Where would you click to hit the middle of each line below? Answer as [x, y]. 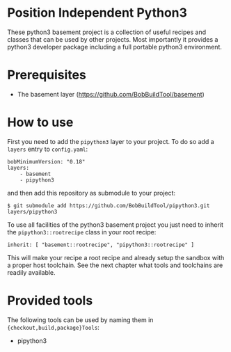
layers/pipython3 [32, 211]
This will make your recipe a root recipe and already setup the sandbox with [116, 257]
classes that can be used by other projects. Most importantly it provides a [113, 39]
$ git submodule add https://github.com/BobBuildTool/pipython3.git [109, 206]
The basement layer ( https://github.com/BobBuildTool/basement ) [111, 94]
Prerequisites [47, 75]
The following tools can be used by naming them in [80, 320]
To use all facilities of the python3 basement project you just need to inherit [115, 225]
